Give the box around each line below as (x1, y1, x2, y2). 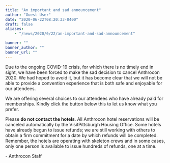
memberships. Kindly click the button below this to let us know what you (5, 100, 157, 107)
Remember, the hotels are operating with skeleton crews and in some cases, (5, 138, 165, 144)
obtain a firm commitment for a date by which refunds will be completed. (5, 132, 158, 138)
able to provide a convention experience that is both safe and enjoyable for (5, 80, 163, 86)
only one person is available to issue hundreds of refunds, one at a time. (5, 143, 157, 149)
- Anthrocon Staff (5, 153, 42, 159)
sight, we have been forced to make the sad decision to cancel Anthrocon (5, 69, 160, 75)
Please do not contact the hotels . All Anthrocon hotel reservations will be (5, 116, 159, 122)
